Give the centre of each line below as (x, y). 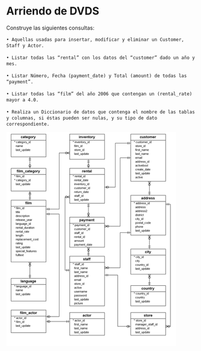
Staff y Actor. (25, 46)
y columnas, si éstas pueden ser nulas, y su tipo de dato (82, 118)
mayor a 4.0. (23, 100)
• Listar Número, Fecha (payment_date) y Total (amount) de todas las (97, 76)
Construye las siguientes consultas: (50, 28)
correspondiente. (28, 124)
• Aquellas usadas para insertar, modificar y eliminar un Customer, (95, 40)
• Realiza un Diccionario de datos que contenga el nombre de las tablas (101, 112)
